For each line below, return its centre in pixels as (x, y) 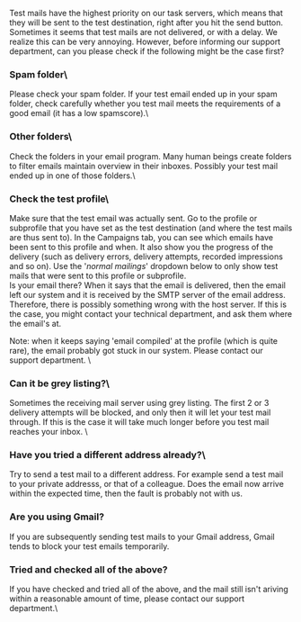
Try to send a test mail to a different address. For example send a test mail (146, 474)
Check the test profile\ (59, 199)
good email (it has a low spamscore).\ (79, 113)
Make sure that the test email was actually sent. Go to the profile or (133, 218)
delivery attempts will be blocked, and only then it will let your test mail (140, 412)
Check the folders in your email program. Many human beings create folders (150, 156)
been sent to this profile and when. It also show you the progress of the (142, 247)
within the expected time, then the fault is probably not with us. (126, 493)
